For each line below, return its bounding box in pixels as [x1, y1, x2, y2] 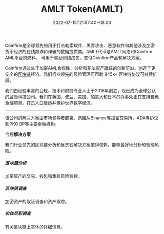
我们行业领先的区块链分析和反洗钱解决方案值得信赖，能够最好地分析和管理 [5, 142, 155, 148]
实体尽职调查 [5, 211, 31, 216]
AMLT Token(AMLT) [41, 3, 123, 15]
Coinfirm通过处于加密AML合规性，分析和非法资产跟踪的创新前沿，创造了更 [5, 65, 156, 71]
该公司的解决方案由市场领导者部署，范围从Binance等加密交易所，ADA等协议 [5, 115, 159, 121]
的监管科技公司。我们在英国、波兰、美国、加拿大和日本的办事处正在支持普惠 [5, 94, 159, 100]
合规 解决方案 [5, 131, 31, 137]
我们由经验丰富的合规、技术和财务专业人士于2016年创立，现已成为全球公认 [5, 87, 156, 93]
